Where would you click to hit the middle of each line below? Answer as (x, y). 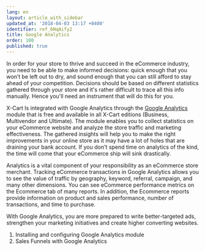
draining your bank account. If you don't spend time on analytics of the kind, (102, 147)
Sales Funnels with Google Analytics (61, 241)
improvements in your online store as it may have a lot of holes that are (95, 140)
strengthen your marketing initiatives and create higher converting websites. (102, 223)
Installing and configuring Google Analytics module (80, 234)
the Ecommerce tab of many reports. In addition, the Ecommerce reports (98, 191)
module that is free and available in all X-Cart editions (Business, (88, 114)
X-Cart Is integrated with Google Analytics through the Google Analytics (97, 108)
